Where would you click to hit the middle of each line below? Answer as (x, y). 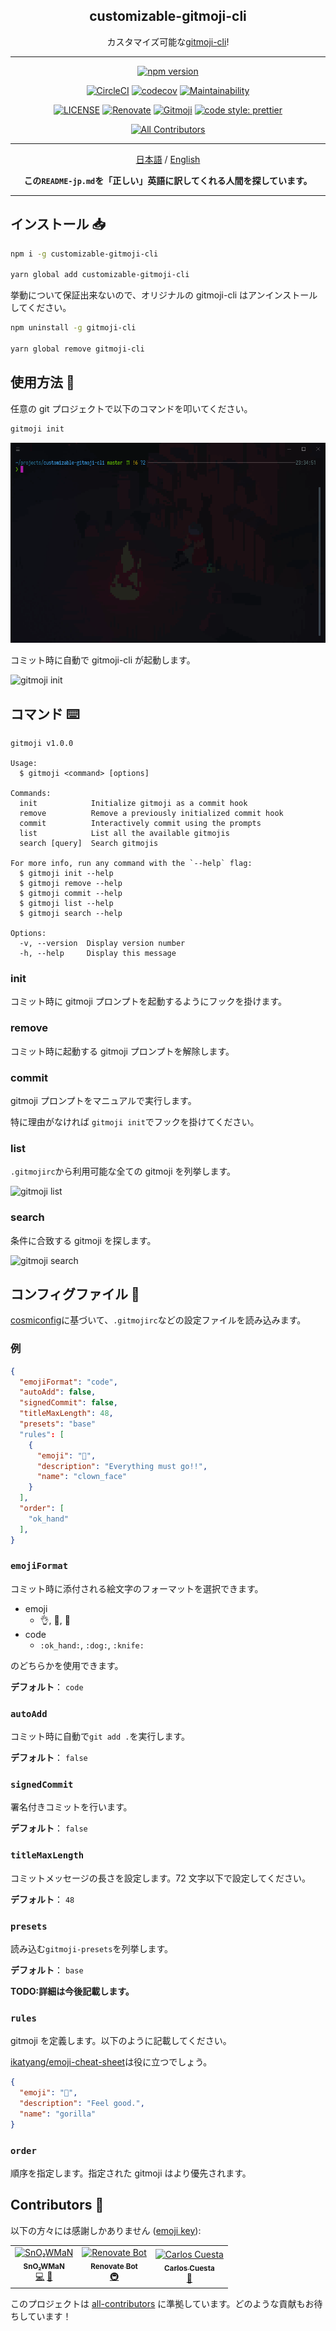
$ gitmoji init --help (66, 874)
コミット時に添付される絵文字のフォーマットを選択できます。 (137, 1588)
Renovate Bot (114, 2266)
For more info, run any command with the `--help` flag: (131, 864)
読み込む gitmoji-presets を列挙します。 (91, 1948)
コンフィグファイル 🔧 (75, 1294)
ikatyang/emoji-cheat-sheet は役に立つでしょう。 (111, 2062)
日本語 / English (168, 159)
